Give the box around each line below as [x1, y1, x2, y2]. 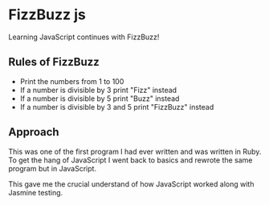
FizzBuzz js [8, 6, 87, 24]
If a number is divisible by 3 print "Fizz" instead [19, 85, 177, 94]
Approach [8, 126, 59, 139]
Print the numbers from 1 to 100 [19, 76, 124, 86]
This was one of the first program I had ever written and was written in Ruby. [8, 147, 262, 156]
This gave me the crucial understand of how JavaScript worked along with [8, 179, 255, 189]
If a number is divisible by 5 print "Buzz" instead [19, 94, 180, 103]
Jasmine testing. [8, 187, 63, 197]
